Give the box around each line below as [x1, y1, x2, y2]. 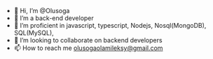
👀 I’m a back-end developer [13, 14, 95, 22]
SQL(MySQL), [13, 28, 54, 37]
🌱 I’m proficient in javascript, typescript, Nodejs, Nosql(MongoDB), [13, 22, 207, 29]
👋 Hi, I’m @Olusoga [13, 7, 70, 15]
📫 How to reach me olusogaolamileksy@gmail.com [13, 44, 163, 52]
